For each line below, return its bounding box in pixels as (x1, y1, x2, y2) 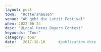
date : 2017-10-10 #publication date (5, 40, 97, 45)
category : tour (5, 35, 37, 40)
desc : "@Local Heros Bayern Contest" (5, 26, 83, 31)
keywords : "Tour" (5, 30, 41, 35)
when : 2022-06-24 (5, 21, 41, 26)
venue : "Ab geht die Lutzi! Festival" (5, 16, 85, 21)
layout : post (5, 7, 32, 12)
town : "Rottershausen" (5, 12, 54, 17)
